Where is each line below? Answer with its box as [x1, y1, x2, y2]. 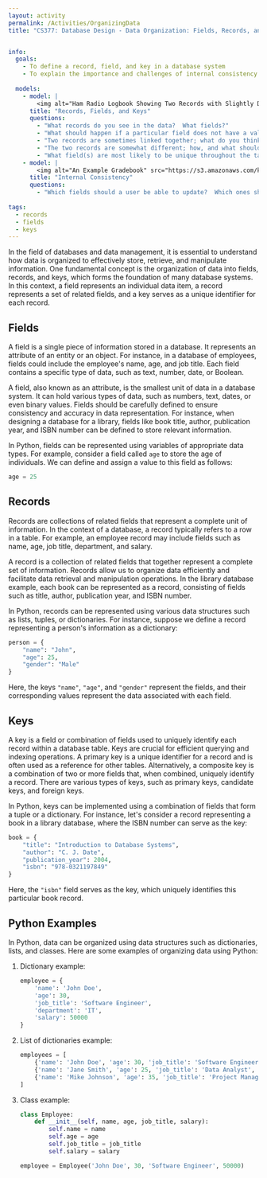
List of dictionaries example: [19, 1036, 113, 1045]
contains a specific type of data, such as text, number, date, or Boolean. [8, 368, 244, 377]
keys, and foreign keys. [8, 786, 85, 795]
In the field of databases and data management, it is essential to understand [8, 248, 257, 257]
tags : [8, 203, 26, 211]
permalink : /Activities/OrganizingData [8, 19, 141, 27]
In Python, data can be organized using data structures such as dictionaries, [8, 938, 258, 947]
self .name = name [48, 1125, 106, 1133]
